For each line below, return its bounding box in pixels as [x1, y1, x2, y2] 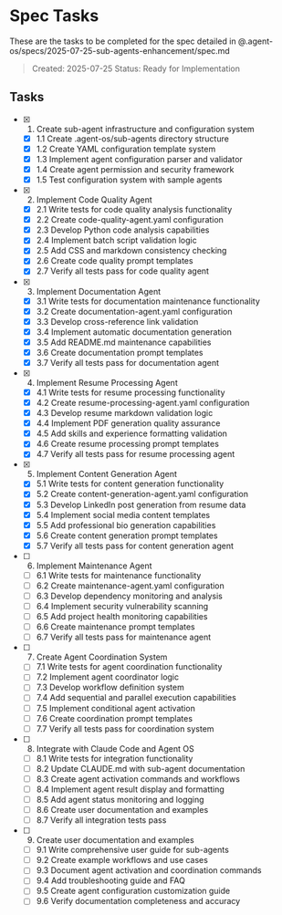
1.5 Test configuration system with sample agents [36, 174, 223, 185]
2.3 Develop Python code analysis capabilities [36, 224, 210, 235]
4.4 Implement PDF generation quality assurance [36, 418, 221, 429]
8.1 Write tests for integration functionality [36, 753, 193, 764]
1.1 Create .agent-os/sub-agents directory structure [36, 133, 230, 144]
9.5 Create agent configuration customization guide [36, 886, 231, 897]
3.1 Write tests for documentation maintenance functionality [36, 296, 260, 307]
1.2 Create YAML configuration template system [36, 143, 216, 154]
